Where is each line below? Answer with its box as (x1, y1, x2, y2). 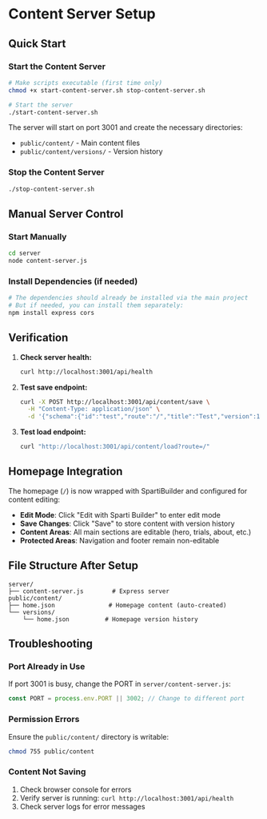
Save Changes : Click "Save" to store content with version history (19, 518, 235, 528)
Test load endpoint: (19, 427, 86, 437)
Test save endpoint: (19, 382, 88, 392)
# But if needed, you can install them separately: (8, 301, 184, 309)
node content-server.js (8, 257, 88, 265)
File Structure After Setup (8, 559, 138, 573)
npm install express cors (8, 309, 94, 317)
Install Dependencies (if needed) (8, 276, 138, 287)
